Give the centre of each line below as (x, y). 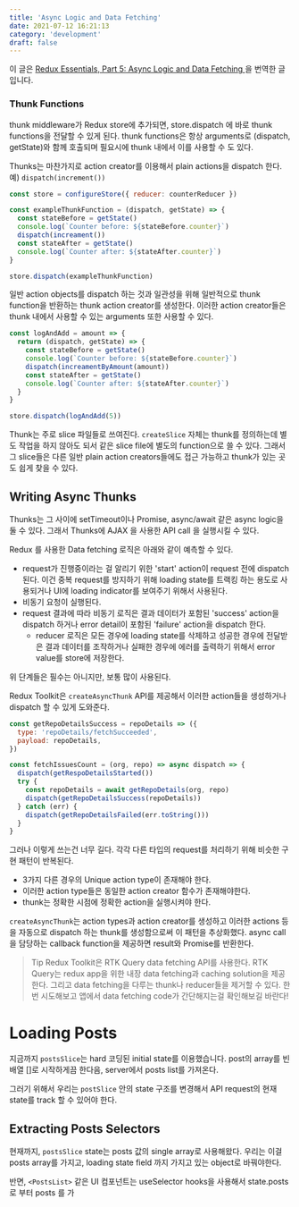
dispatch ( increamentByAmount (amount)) (97, 367)
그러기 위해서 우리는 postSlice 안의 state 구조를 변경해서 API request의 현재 (143, 1089)
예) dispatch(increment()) (58, 177)
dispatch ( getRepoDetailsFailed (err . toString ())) (117, 815)
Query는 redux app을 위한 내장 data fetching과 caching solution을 (150, 974)
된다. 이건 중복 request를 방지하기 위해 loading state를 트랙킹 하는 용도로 (150, 579)
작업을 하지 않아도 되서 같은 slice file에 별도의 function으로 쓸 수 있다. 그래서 (152, 446)
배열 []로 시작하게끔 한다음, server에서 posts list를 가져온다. (114, 1070)
